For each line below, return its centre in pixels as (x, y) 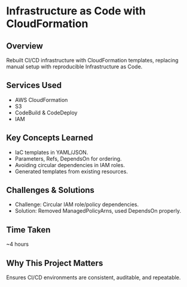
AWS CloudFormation (41, 99)
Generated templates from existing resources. (71, 171)
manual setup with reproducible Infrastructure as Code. (74, 67)
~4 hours (17, 244)
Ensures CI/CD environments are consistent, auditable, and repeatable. (93, 277)
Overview (25, 46)
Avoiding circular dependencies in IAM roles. (70, 165)
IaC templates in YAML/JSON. (51, 152)
